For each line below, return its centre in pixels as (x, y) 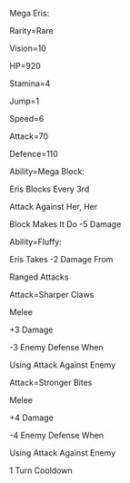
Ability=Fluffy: (35, 241)
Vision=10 (28, 48)
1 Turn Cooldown (41, 470)
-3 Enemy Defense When (57, 347)
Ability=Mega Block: (47, 171)
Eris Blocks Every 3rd (50, 189)
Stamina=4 (30, 84)
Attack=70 (29, 136)
